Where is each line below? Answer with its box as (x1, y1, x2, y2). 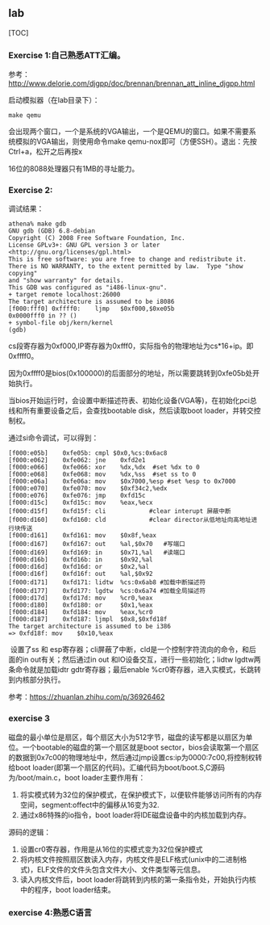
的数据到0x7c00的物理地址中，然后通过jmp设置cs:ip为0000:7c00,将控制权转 (8, 752, 263, 762)
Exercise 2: (8, 185, 53, 196)
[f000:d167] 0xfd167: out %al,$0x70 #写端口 (8, 540, 185, 549)
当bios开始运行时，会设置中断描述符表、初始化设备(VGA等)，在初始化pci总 (8, 396, 257, 406)
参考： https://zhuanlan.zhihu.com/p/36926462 (8, 692, 165, 702)
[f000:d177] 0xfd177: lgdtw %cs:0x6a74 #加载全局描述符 (8, 587, 206, 595)
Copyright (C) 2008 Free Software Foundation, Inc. (8, 234, 185, 242)
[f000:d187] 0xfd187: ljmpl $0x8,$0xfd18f (8, 616, 168, 624)
